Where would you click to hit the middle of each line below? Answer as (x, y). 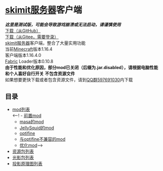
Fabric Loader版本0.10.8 (29, 61)
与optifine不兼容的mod (42, 139)
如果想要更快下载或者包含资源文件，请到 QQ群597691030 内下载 (69, 79)
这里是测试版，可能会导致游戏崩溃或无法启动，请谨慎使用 (63, 24)
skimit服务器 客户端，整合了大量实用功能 (45, 43)
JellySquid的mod (37, 127)
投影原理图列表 (27, 163)
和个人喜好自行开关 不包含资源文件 (40, 73)
